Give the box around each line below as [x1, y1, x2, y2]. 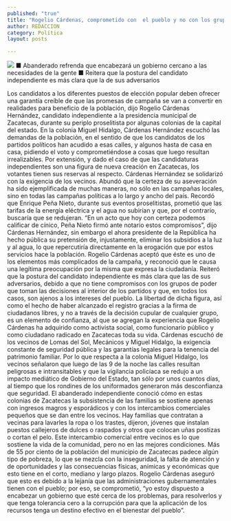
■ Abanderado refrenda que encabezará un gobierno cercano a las [15, 61, 208, 70]
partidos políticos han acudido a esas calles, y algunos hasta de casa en [7, 140, 212, 149]
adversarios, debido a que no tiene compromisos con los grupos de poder [7, 279, 218, 288]
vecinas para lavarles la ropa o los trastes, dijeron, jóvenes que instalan [7, 418, 210, 427]
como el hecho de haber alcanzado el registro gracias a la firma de [7, 301, 197, 310]
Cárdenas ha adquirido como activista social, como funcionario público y [7, 323, 214, 332]
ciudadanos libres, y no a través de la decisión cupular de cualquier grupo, [7, 309, 219, 317]
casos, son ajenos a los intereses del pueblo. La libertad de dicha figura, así [7, 294, 222, 303]
